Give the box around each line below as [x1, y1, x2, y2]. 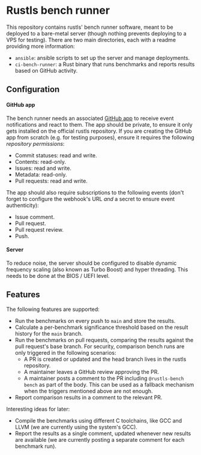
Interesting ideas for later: [6, 405, 70, 412]
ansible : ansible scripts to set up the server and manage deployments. [14, 54, 190, 61]
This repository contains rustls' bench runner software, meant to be [6, 23, 173, 31]
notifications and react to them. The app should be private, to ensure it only [6, 121, 193, 128]
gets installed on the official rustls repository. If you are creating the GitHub [6, 127, 192, 134]
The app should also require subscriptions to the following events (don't [6, 188, 184, 196]
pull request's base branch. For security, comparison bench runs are [14, 343, 185, 350]
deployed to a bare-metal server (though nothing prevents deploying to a [6, 29, 187, 37]
